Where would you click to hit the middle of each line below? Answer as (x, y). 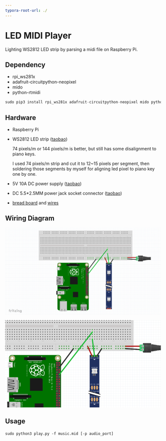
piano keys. (24, 154)
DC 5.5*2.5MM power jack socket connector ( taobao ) (67, 194)
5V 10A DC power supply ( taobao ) (47, 184)
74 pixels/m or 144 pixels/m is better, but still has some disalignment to (84, 149)
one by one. (24, 174)
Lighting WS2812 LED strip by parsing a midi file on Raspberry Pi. (71, 49)
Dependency (25, 65)
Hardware (21, 118)
